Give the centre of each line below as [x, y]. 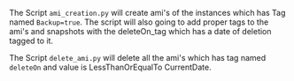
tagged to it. [31, 40]
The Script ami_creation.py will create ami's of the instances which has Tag [147, 13]
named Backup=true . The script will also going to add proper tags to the [139, 22]
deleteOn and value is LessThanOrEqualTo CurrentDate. [110, 67]
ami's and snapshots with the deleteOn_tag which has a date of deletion [140, 31]
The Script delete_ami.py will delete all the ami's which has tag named [138, 58]
